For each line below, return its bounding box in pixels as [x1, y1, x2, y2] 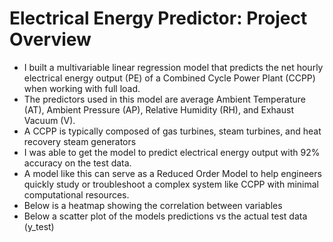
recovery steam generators [23, 135, 137, 147]
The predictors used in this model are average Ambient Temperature [23, 93, 306, 105]
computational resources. [23, 188, 130, 201]
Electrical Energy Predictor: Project [9, 7, 308, 30]
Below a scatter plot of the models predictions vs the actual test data [23, 210, 308, 222]
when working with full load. [23, 82, 141, 94]
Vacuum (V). [23, 114, 76, 126]
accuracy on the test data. [23, 157, 132, 169]
